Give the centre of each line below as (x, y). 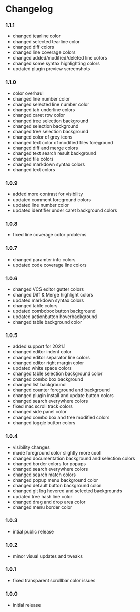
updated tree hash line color (43, 496)
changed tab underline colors (44, 110)
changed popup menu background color (55, 480)
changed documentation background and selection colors (74, 458)
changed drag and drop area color (49, 502)
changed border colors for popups (49, 463)
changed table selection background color (57, 374)
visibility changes (31, 447)
